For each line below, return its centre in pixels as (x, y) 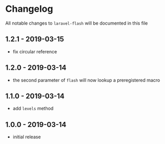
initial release (27, 137)
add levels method (33, 109)
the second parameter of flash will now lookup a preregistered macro (86, 80)
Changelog (29, 9)
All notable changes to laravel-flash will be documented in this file (77, 23)
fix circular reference (35, 51)
